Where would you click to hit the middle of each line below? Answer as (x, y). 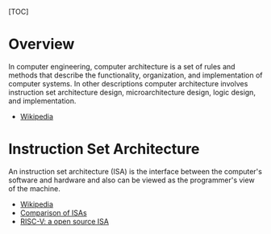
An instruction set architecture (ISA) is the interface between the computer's (135, 171)
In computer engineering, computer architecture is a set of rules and (122, 66)
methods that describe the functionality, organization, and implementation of (135, 75)
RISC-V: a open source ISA (64, 221)
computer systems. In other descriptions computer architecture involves (128, 83)
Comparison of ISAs (53, 212)
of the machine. (34, 188)
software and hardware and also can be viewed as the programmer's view (132, 180)
